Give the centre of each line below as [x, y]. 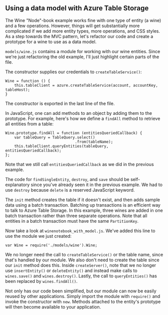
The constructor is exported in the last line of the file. [60, 103]
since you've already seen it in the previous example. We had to [97, 185]
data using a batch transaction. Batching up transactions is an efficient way [83, 205]
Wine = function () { [28, 81]
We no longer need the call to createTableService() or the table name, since [84, 254]
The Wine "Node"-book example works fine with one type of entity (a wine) [83, 20]
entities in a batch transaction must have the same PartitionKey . [72, 221]
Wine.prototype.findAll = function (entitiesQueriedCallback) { [74, 133]
